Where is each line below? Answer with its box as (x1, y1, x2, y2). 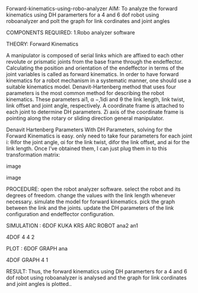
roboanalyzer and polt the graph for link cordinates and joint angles (6, 18, 170, 24)
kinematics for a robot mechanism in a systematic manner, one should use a (6, 77, 191, 84)
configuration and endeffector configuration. (6, 211, 115, 217)
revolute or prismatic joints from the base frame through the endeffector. (6, 58, 183, 65)
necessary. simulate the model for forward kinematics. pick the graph (6, 198, 176, 205)
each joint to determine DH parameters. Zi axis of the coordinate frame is (6, 109, 184, 115)
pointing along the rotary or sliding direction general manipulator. (6, 115, 164, 122)
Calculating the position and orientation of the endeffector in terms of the (6, 64, 184, 71)
